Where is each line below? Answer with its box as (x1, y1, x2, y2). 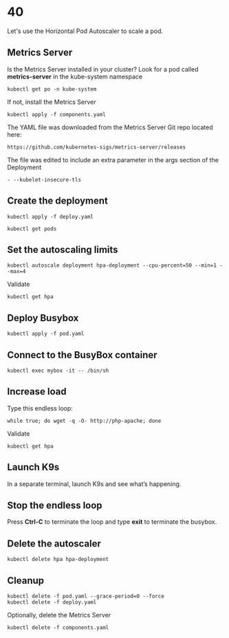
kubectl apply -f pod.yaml (7, 331, 85, 338)
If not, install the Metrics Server (7, 98, 96, 106)
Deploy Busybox (7, 312, 79, 324)
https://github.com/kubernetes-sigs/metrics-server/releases (7, 144, 186, 151)
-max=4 (7, 268, 26, 275)
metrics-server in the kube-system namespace (7, 72, 143, 80)
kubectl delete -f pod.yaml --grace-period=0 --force (7, 593, 165, 600)
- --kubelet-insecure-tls (7, 176, 81, 183)
